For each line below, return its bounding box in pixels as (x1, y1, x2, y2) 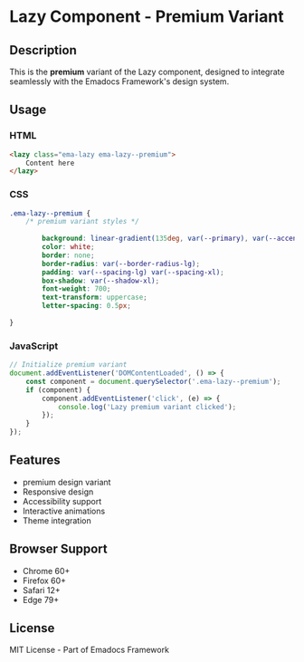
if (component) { (25, 385, 91, 395)
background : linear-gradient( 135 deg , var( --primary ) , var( (42, 234, 270, 244)
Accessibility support (22, 495, 102, 506)
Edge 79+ (22, 594, 60, 605)
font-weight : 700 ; (42, 284, 111, 293)
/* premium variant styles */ (25, 217, 140, 226)
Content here (25, 158, 75, 168)
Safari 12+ (22, 584, 61, 595)
